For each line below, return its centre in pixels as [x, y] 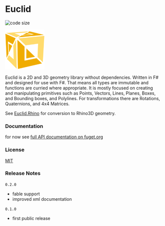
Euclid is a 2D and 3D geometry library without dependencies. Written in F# [82, 77]
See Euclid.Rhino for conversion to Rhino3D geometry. [61, 113]
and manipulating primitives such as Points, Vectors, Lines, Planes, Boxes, [80, 93]
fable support [26, 194]
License [15, 150]
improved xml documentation [42, 199]
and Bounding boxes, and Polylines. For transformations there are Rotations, [83, 98]
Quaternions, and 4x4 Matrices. [38, 104]
